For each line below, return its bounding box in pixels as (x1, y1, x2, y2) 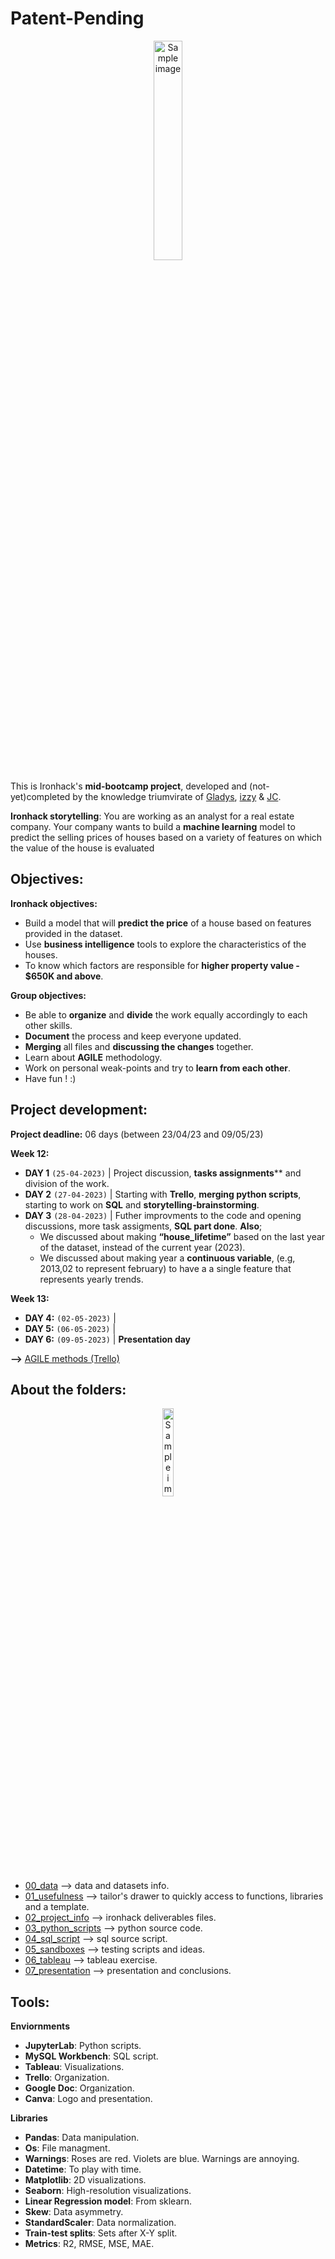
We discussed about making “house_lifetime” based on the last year (39, 1230, 326, 1242)
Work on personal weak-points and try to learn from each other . (24, 1062, 292, 1074)
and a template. (24, 1901, 90, 1913)
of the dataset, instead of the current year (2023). (39, 1241, 246, 1253)
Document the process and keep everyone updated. (24, 1030, 242, 1042)
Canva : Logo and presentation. (24, 2093, 153, 2105)
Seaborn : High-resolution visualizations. (24, 2185, 192, 2197)
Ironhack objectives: (10, 897, 98, 909)
